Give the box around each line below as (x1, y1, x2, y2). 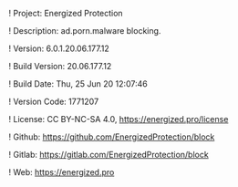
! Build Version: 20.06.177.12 (8, 61, 112, 71)
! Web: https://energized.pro (8, 167, 115, 177)
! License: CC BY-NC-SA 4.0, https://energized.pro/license (8, 114, 229, 124)
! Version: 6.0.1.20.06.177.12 (8, 43, 110, 54)
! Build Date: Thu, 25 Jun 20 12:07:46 (8, 78, 148, 89)
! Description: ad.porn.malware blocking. (8, 26, 161, 36)
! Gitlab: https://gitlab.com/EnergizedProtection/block (8, 150, 209, 160)
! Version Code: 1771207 (8, 96, 99, 107)
